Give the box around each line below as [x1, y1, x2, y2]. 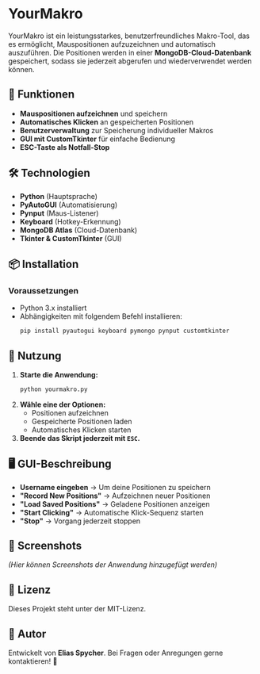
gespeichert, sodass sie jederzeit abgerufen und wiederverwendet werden [8, 56, 252, 66]
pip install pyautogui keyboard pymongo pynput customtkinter [19, 327, 230, 335]
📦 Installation [8, 257, 79, 270]
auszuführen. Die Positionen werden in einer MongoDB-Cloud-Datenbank [8, 48, 252, 57]
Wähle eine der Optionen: [19, 400, 106, 409]
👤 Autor [8, 627, 47, 641]
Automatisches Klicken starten [31, 425, 132, 435]
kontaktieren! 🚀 [8, 657, 58, 666]
